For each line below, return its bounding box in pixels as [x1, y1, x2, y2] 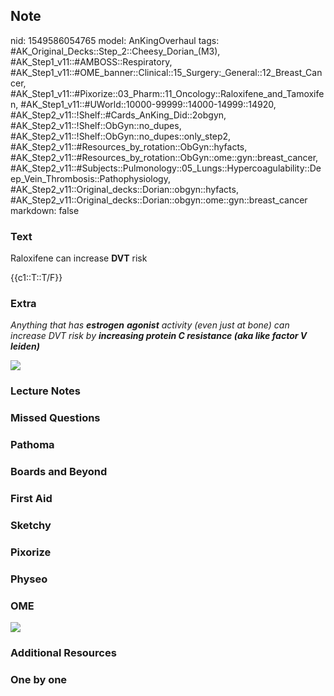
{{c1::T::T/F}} [10, 272, 63, 284]
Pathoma [10, 438, 55, 452]
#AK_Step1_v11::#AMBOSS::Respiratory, [10, 55, 173, 68]
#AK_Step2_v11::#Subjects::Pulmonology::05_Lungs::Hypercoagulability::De [10, 162, 322, 174]
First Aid [10, 492, 53, 506]
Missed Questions [10, 411, 101, 425]
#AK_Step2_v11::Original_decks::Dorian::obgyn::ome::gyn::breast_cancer [10, 194, 308, 206]
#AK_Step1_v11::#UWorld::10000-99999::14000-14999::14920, [20, 98, 277, 110]
